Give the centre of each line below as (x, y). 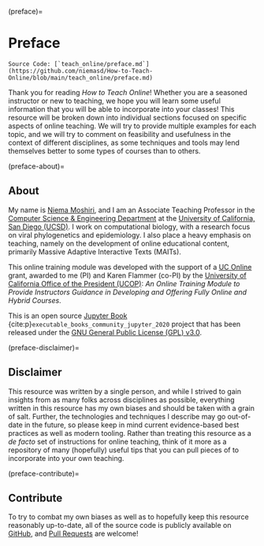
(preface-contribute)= (44, 473)
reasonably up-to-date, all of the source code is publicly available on (120, 526)
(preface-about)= (37, 166)
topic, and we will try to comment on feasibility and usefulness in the (119, 134)
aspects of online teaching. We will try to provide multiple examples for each (132, 126)
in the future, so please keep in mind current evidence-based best (132, 425)
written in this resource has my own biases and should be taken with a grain (131, 408)
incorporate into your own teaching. (66, 458)
